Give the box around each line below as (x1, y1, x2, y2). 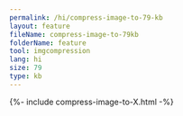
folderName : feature (9, 38, 87, 48)
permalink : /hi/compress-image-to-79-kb (9, 13, 164, 22)
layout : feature (9, 22, 70, 31)
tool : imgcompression (9, 47, 91, 56)
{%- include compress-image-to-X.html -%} (9, 96, 174, 107)
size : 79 (9, 64, 42, 73)
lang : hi (9, 55, 42, 64)
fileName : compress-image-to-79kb (9, 30, 140, 39)
